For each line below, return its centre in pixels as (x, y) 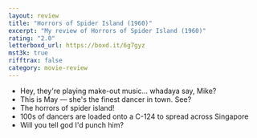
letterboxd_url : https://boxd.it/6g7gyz (77, 46)
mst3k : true (28, 53)
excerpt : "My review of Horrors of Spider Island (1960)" (107, 30)
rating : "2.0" (32, 38)
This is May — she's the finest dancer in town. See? (106, 99)
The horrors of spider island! (67, 108)
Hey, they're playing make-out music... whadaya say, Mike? (118, 91)
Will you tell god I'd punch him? (72, 124)
